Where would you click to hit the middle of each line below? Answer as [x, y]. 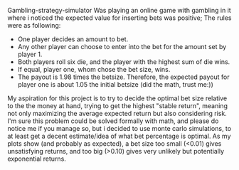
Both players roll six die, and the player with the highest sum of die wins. [124, 62]
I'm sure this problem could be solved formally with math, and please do [113, 121]
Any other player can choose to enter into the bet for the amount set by [122, 47]
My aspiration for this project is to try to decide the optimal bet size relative [117, 98]
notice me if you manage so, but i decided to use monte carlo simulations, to [119, 128]
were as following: [34, 25]
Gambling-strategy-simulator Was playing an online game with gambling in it [119, 10]
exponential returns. [37, 159]
